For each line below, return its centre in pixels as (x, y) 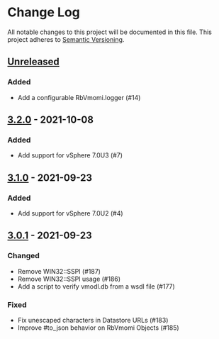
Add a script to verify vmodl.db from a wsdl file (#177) (96, 286)
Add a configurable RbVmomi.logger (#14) (79, 97)
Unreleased (34, 62)
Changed (24, 256)
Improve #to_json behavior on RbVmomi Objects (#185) (98, 328)
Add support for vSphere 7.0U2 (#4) (70, 213)
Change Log (44, 12)
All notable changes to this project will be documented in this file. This (110, 32)
